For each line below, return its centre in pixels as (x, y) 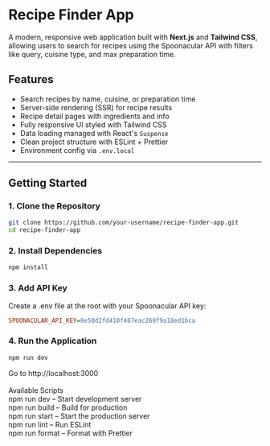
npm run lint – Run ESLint (50, 424)
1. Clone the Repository (54, 206)
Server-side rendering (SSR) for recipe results (96, 107)
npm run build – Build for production (68, 407)
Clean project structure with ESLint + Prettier (94, 142)
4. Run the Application (53, 341)
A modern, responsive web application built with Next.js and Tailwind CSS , (133, 37)
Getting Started (48, 183)
